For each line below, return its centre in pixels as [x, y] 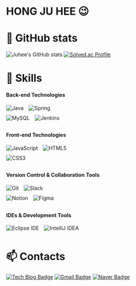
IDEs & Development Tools [39, 215]
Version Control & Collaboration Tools [53, 175]
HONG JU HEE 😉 [47, 11]
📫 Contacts [36, 257]
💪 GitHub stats [42, 38]
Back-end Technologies [36, 95]
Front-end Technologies [36, 135]
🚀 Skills [24, 78]
